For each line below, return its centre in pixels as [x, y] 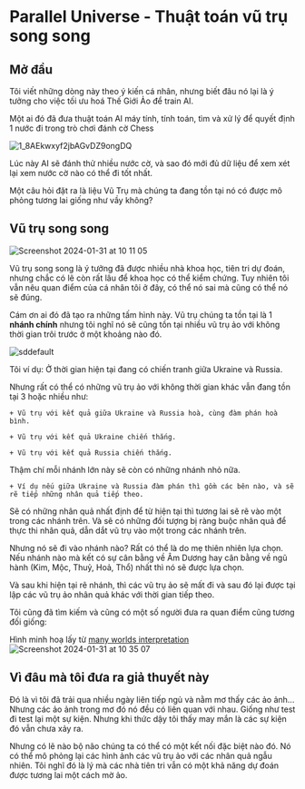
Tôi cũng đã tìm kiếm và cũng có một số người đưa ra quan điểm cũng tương [152, 612]
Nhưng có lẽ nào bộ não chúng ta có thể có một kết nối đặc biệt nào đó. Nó [150, 745]
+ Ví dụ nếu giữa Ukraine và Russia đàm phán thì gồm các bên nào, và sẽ [152, 486]
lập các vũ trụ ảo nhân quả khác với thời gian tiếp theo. [112, 594]
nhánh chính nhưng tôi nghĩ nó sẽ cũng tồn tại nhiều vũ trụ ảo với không [145, 324]
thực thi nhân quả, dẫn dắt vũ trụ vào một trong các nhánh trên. [128, 530]
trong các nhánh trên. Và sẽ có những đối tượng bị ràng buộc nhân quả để [148, 520]
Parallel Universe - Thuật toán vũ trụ [149, 17]
